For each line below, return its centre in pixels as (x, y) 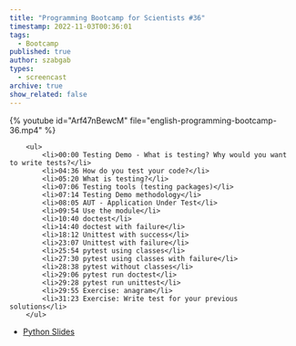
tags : (20, 35)
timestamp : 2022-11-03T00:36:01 (71, 26)
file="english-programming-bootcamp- (204, 121)
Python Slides (49, 331)
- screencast (42, 78)
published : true (40, 52)
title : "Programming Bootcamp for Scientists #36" (107, 18)
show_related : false (49, 94)
